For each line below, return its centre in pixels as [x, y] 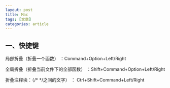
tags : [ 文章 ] [18, 19]
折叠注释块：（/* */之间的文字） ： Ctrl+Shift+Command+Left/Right [75, 80]
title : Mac [17, 15]
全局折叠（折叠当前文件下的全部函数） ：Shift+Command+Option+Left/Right [85, 69]
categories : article [27, 24]
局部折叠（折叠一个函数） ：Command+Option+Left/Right [66, 59]
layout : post [19, 10]
